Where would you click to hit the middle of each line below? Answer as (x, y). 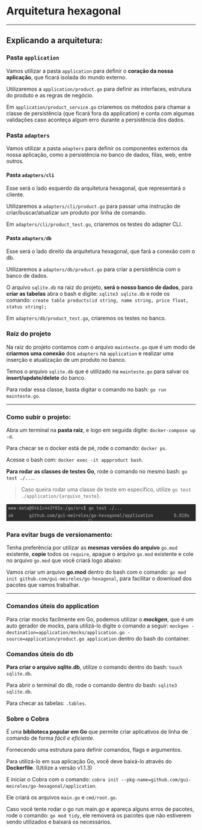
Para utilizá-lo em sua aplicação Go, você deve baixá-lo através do (89, 761)
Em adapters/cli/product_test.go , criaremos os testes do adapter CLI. (94, 224)
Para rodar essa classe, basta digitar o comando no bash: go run (86, 389)
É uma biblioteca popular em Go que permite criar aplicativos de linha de (97, 732)
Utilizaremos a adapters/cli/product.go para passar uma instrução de (93, 206)
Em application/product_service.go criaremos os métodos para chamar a (98, 107)
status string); (26, 307)
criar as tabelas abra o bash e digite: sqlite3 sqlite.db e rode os (88, 294)
